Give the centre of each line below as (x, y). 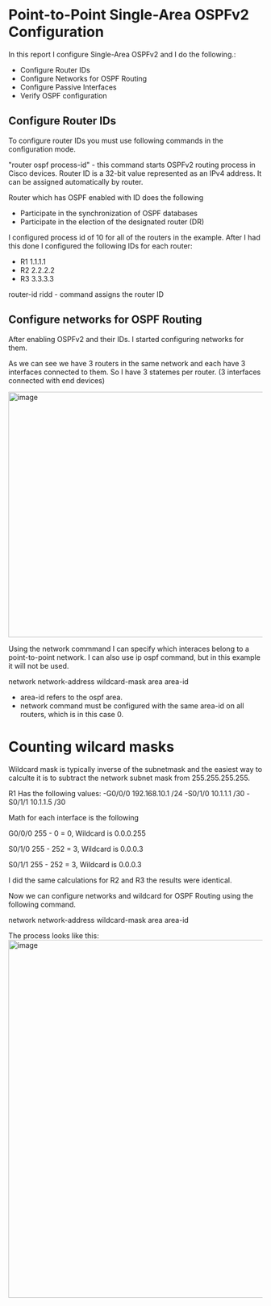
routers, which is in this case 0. (71, 714)
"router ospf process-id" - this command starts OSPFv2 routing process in (132, 165)
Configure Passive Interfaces (68, 87)
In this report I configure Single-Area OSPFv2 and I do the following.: (122, 54)
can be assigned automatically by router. (76, 182)
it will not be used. (39, 666)
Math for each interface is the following (74, 817)
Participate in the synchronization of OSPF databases (108, 213)
